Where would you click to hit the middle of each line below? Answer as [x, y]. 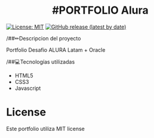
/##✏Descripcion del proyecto [44, 38]
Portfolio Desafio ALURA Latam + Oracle [56, 50]
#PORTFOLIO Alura [100, 10]
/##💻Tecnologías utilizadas [41, 62]
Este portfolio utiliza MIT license [46, 128]
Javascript [28, 88]
